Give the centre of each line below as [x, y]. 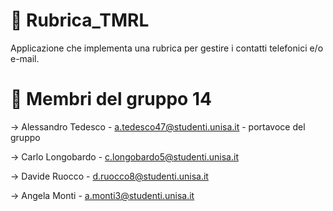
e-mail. [25, 58]
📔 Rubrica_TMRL [80, 20]
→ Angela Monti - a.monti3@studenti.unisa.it [102, 195]
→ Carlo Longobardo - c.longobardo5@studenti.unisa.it [124, 156]
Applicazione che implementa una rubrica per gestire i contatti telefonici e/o [167, 48]
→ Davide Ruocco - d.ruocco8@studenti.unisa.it [109, 176]
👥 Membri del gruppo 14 [111, 99]
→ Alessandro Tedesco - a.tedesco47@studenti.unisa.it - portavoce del [158, 126]
